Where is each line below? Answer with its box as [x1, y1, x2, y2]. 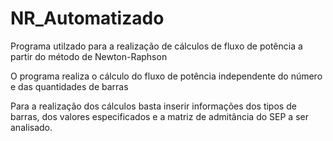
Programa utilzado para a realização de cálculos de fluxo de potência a [10, 40, 303, 52]
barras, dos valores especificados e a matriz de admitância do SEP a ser [10, 110, 309, 122]
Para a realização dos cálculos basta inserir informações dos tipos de [10, 100, 297, 112]
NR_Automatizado [10, 7, 165, 30]
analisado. [10, 121, 53, 133]
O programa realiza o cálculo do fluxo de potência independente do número [10, 70, 323, 82]
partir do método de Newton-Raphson [10, 50, 168, 62]
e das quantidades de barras [10, 80, 129, 92]
